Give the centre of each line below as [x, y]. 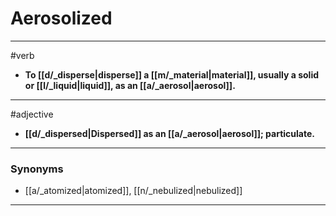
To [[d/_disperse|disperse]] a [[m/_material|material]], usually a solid [172, 74]
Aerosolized [61, 18]
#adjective [32, 114]
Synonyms [37, 169]
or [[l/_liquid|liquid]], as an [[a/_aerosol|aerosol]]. [130, 85]
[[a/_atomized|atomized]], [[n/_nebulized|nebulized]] [133, 191]
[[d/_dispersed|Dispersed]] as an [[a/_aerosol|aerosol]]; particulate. [169, 133]
